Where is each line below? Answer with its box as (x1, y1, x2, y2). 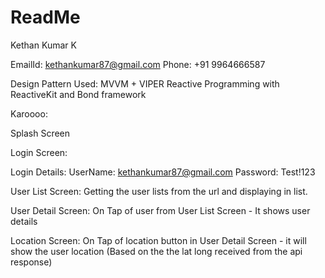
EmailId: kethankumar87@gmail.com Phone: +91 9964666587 (10, 58, 266, 70)
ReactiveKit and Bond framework (10, 88, 147, 100)
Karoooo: (10, 107, 48, 120)
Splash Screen (10, 127, 71, 139)
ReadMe (10, 6, 81, 29)
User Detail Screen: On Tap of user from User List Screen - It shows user (10, 204, 311, 216)
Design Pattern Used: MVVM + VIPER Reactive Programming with (10, 77, 280, 90)
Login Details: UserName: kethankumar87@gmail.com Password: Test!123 (10, 166, 316, 178)
